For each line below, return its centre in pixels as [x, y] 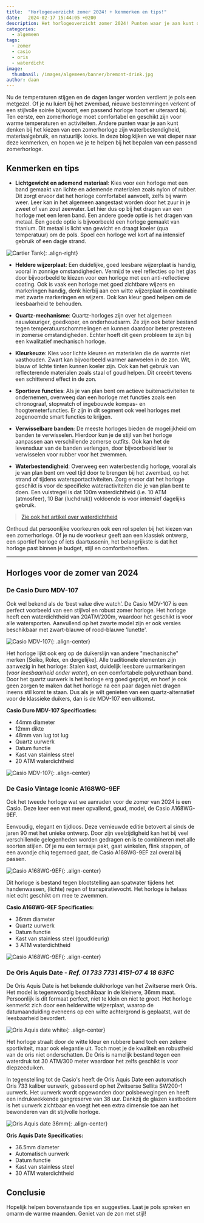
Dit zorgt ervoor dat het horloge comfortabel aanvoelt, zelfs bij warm [101, 196]
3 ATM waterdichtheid [43, 945]
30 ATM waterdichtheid [44, 1173]
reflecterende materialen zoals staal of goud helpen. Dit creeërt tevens [104, 372]
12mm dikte [29, 728]
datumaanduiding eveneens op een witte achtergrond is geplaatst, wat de [98, 1012]
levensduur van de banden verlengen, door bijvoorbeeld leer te [94, 448]
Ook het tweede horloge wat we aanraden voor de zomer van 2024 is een [99, 801]
